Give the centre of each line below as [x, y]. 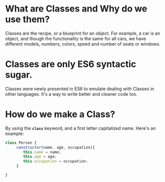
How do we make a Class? [60, 115]
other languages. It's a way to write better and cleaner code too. [71, 94]
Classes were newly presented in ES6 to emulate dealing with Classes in [80, 89]
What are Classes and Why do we [76, 9]
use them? [27, 19]
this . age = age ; [40, 157]
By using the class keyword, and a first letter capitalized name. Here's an [80, 128]
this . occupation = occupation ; [56, 161]
